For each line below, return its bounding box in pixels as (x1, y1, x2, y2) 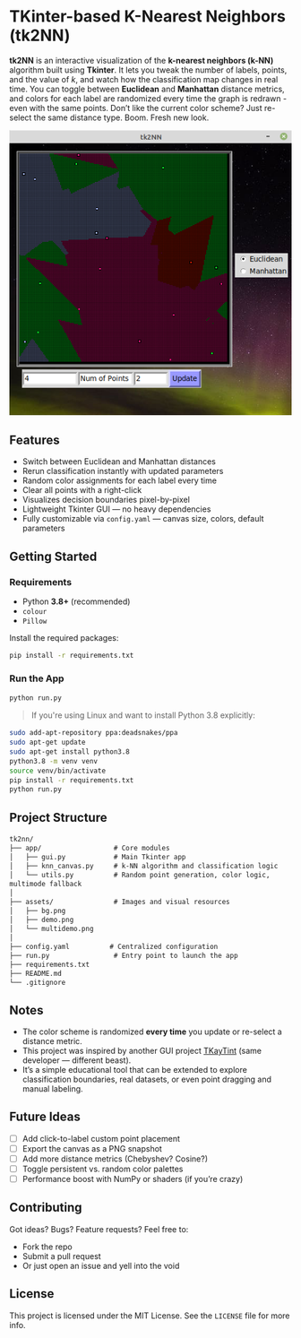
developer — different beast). (21, 1055, 132, 1066)
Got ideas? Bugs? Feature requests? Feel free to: (9, 1223, 189, 1234)
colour (21, 608, 47, 617)
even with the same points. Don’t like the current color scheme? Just (9, 102, 262, 113)
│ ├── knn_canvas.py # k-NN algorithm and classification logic (9, 862, 279, 871)
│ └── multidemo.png (9, 925, 94, 934)
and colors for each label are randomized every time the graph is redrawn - (9, 92, 288, 104)
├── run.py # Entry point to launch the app (9, 952, 239, 961)
